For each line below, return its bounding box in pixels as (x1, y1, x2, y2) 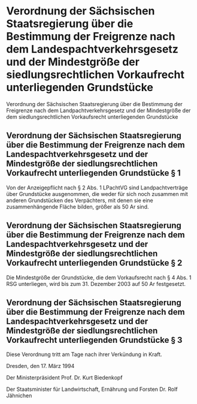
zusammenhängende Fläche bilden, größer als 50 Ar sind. (6, 203, 149, 210)
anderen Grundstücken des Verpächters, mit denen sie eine (6, 197, 154, 204)
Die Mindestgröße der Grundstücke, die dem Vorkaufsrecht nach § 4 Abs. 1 (6, 274, 192, 281)
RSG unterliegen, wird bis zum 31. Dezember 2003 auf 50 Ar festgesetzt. (6, 280, 186, 287)
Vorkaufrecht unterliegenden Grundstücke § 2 (6, 258, 183, 268)
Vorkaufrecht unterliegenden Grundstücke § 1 (6, 168, 181, 178)
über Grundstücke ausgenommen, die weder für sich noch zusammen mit (6, 190, 188, 197)
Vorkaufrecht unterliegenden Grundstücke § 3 (6, 334, 183, 345)
